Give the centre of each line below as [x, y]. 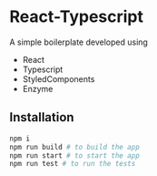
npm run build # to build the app [75, 147]
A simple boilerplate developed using [78, 42]
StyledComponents [59, 78]
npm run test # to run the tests [73, 164]
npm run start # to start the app [75, 155]
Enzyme [38, 88]
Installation [42, 117]
